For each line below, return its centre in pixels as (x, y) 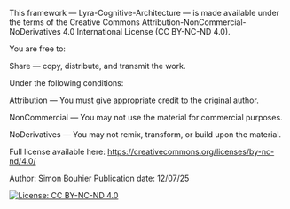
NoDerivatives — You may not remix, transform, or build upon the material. (145, 135)
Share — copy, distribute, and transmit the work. (98, 66)
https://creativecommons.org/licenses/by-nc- (191, 151)
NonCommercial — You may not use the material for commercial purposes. (146, 117)
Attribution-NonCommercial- (194, 22)
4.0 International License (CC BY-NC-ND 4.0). (146, 31)
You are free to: (38, 49)
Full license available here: (58, 151)
